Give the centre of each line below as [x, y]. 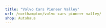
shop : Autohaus [21, 18]
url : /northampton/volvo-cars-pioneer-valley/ [53, 14]
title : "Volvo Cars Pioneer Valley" [42, 9]
